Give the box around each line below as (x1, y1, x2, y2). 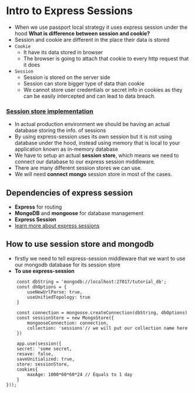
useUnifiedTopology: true (27, 294, 91, 300)
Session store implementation (6, 107, 94, 115)
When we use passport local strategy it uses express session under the (14, 24, 188, 31)
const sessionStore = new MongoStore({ (16, 315, 115, 321)
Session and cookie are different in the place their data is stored (14, 36, 170, 43)
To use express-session (14, 267, 75, 275)
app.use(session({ (16, 341, 62, 346)
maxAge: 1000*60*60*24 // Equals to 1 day (27, 371, 133, 378)
